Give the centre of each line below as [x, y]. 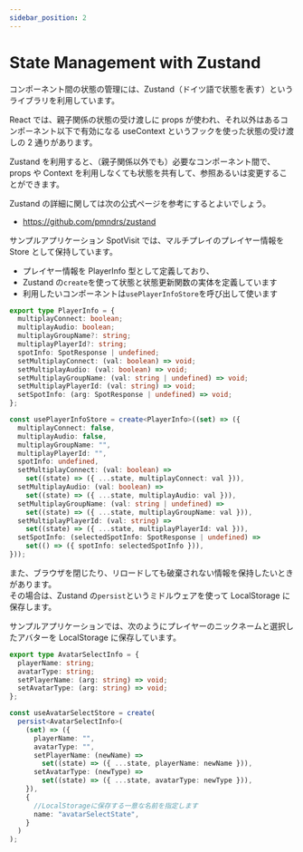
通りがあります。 [66, 142]
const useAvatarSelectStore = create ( [82, 713]
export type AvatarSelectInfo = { [75, 654]
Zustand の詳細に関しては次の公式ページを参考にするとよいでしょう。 [140, 203]
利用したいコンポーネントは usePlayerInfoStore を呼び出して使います [150, 293]
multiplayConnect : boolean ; [71, 319]
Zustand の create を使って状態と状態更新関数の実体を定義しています [150, 282]
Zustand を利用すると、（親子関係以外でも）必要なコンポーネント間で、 [142, 161]
